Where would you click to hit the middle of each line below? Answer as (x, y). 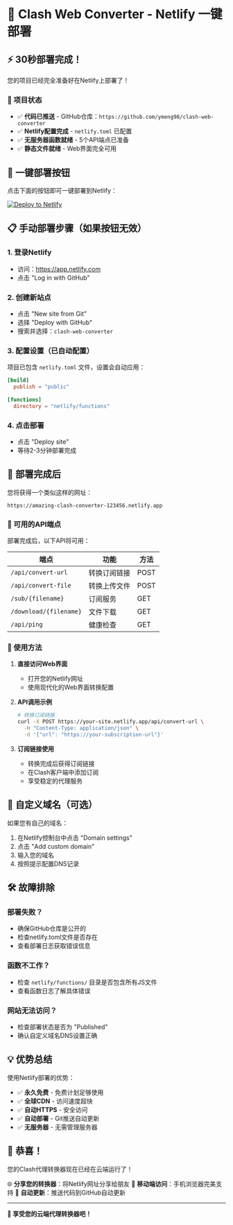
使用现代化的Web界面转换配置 (71, 687)
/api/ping (27, 625)
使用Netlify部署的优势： (41, 1077)
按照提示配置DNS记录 (48, 863)
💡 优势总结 (30, 1059)
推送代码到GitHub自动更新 (88, 1192)
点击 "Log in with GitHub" (53, 278)
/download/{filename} (46, 612)
